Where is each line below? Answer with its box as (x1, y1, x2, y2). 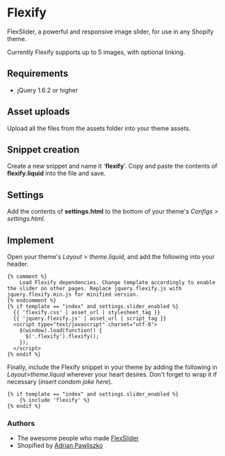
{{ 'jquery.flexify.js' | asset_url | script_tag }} (13, 315, 167, 322)
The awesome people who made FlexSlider (16, 434, 139, 442)
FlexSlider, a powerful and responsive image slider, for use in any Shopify (7, 27, 214, 36)
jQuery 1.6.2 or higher (16, 86, 79, 94)
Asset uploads (7, 106, 70, 118)
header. (7, 260, 29, 268)
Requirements (7, 68, 68, 79)
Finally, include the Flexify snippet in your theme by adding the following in (7, 363, 217, 371)
